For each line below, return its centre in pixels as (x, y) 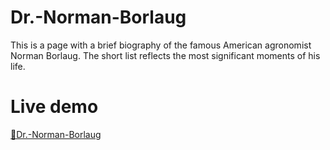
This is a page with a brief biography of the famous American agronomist (161, 45)
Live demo (54, 107)
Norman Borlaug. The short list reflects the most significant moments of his (165, 55)
